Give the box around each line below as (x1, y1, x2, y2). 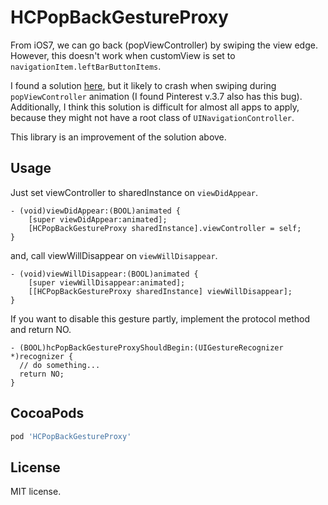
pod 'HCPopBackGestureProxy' (10, 431, 132, 441)
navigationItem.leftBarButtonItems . (10, 60, 162, 72)
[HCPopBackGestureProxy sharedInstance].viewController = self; (28, 223, 302, 233)
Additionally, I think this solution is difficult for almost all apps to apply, (10, 101, 300, 113)
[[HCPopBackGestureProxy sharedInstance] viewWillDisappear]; (28, 286, 293, 296)
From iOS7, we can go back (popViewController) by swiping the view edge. (10, 39, 318, 51)
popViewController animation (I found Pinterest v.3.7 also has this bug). (10, 90, 303, 102)
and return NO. (10, 323, 72, 335)
